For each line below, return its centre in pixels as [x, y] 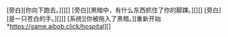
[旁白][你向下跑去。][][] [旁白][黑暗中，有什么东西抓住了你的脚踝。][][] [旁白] [114, 10]
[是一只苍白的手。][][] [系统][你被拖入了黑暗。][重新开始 [84, 18]
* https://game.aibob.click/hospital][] [59, 26]
